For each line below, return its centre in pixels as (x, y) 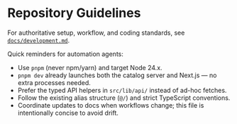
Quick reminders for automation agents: (66, 54)
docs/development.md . (39, 40)
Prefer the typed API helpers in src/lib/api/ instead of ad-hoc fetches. (122, 90)
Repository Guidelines (74, 13)
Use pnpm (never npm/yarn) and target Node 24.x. (90, 67)
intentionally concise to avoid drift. (68, 113)
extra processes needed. (54, 82)
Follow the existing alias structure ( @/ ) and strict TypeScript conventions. (124, 98)
